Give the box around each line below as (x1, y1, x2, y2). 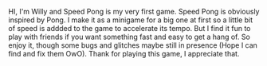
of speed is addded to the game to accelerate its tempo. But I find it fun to (8, 24, 251, 33)
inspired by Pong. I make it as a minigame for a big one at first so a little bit (8, 15, 253, 25)
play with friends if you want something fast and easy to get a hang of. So (8, 32, 251, 41)
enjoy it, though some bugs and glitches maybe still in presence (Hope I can (8, 41, 257, 50)
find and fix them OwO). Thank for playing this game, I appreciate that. (8, 49, 240, 58)
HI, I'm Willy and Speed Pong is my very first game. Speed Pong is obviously (8, 7, 260, 16)
